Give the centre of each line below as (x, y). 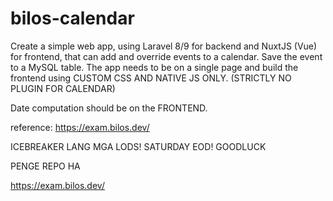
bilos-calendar (72, 18)
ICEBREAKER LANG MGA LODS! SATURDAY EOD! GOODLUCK (138, 146)
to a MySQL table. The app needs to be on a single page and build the (154, 67)
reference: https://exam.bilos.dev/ (80, 127)
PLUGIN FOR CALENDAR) (63, 88)
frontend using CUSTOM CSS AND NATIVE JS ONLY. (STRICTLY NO (151, 78)
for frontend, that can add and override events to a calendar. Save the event (166, 56)
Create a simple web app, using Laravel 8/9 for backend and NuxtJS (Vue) (164, 46)
